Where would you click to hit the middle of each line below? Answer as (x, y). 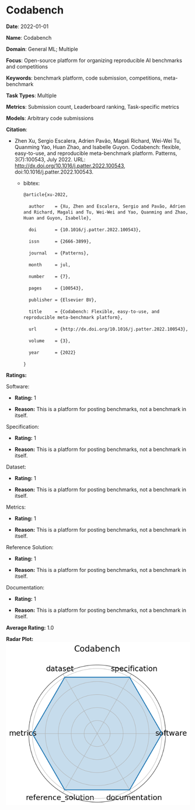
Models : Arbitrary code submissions (50, 118)
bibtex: (32, 183)
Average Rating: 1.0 (30, 628)
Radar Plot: (20, 639)
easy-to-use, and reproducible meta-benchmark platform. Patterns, (96, 153)
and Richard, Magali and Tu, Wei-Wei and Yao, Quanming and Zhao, (106, 212)
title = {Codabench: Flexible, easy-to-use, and (94, 311)
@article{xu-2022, (46, 194)
